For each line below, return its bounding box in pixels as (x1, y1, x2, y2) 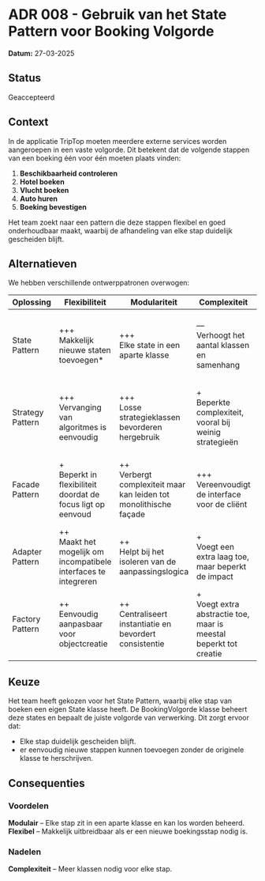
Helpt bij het (119, 546, 164, 558)
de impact (196, 571, 234, 582)
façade (119, 509, 146, 520)
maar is (196, 618, 224, 630)
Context (8, 115, 49, 129)
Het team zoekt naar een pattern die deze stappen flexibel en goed (8, 217, 226, 227)
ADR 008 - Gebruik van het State (8, 6, 227, 24)
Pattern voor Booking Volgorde (8, 22, 215, 40)
